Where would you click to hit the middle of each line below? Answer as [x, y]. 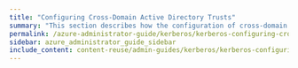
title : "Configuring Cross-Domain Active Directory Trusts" [123, 17]
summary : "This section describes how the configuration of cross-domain [149, 26]
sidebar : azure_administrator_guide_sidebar [93, 42]
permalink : [29, 34]
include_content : [41, 50]
